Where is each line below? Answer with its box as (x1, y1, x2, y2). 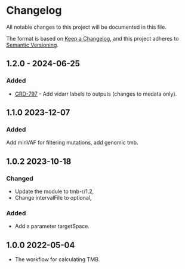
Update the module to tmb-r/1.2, (14, 188, 94, 195)
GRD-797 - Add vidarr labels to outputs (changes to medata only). (14, 90, 177, 97)
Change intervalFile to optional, (14, 194, 92, 201)
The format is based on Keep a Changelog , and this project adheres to (6, 35, 179, 42)
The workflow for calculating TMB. (14, 256, 100, 263)
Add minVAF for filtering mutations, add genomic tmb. (6, 139, 138, 146)
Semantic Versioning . (6, 41, 58, 48)
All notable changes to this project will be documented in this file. (6, 23, 167, 30)
